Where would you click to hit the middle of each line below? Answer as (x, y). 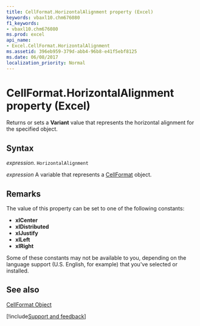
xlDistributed (32, 227)
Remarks (24, 194)
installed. (18, 271)
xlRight (24, 246)
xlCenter (26, 220)
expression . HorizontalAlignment (47, 163)
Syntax (20, 148)
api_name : (19, 40)
